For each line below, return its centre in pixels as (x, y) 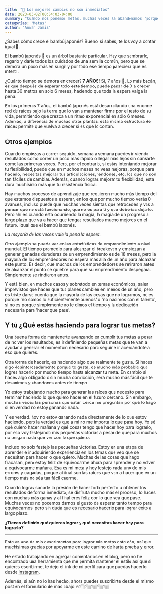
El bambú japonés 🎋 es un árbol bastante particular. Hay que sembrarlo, (77, 56)
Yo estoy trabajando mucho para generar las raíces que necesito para (75, 392)
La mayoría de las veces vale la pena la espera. (53, 234)
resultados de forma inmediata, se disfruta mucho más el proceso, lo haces (81, 492)
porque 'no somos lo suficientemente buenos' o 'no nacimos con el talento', (81, 299)
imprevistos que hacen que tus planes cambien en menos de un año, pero (79, 289)
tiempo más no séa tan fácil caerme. (41, 478)
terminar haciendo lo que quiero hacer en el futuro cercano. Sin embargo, (79, 397)
